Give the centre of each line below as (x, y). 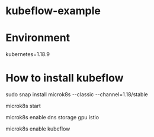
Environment (38, 38)
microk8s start (23, 106)
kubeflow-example (53, 11)
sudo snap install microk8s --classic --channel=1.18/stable (77, 94)
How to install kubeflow (65, 78)
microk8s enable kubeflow (38, 129)
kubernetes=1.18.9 (28, 54)
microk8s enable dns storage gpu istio (52, 118)
